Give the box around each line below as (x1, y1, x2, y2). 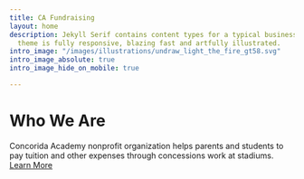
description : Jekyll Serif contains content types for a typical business (9, 30, 298, 39)
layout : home (9, 22, 59, 31)
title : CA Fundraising (9, 13, 95, 23)
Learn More (9, 159, 53, 170)
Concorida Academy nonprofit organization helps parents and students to (9, 140, 284, 151)
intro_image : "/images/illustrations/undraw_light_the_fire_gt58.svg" (9, 47, 281, 56)
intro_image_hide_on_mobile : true (9, 64, 140, 73)
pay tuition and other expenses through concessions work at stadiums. (9, 150, 274, 161)
